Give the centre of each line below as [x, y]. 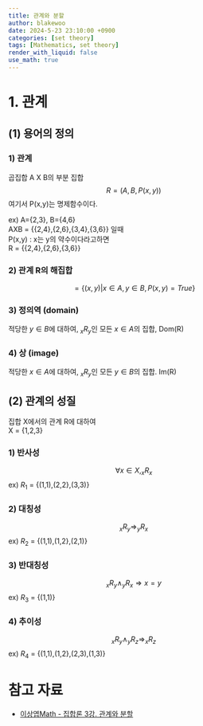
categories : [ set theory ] [51, 38]
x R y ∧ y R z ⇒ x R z [134, 640]
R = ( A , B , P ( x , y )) [134, 190]
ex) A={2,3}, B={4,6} [42, 219]
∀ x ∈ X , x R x [134, 471]
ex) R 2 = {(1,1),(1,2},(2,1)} [48, 542]
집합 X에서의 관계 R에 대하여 [52, 422]
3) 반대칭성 [29, 565]
